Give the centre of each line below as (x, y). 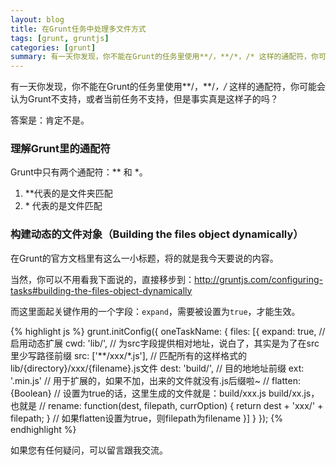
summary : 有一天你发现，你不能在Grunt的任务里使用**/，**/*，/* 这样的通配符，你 (164, 57)
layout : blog (37, 19)
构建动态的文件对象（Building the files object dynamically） (157, 234)
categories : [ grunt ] (53, 47)
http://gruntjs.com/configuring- (258, 279)
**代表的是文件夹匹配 (68, 193)
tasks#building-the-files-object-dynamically (101, 290)
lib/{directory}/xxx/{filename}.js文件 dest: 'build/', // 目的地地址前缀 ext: (157, 368)
